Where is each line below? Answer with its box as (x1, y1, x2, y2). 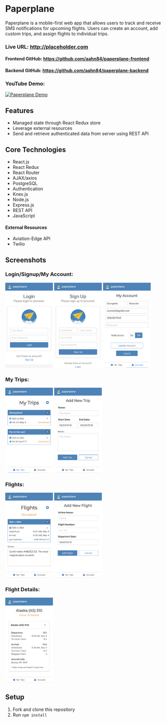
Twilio (12, 241, 25, 247)
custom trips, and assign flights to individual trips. (5, 30, 109, 37)
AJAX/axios (12, 175, 37, 181)
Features (5, 106, 34, 115)
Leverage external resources (12, 125, 73, 131)
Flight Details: (5, 586, 40, 593)
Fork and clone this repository (12, 706, 75, 712)
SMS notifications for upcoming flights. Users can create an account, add (5, 25, 158, 31)
